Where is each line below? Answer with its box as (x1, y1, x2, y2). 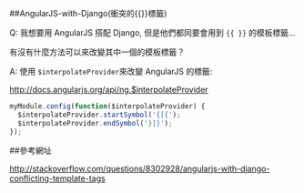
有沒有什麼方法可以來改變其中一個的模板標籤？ (9, 46, 185, 57)
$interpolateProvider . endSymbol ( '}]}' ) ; (17, 118, 173, 127)
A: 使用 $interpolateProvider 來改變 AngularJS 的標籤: (9, 66, 213, 76)
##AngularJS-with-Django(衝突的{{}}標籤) (9, 8, 167, 18)
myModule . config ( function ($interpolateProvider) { (9, 102, 206, 111)
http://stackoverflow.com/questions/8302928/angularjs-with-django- (9, 163, 270, 174)
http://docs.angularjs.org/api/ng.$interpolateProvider (9, 85, 208, 95)
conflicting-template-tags (9, 172, 106, 184)
